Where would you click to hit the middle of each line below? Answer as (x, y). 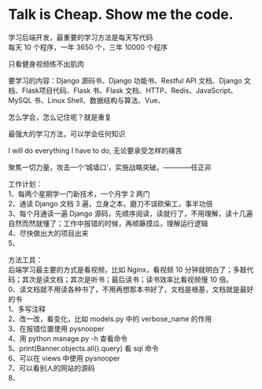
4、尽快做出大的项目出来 (48, 233)
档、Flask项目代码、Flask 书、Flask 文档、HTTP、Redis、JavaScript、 (123, 90)
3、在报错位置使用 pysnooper (56, 328)
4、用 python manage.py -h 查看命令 (68, 338)
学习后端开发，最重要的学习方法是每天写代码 (81, 37)
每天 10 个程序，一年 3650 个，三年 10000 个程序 (88, 47)
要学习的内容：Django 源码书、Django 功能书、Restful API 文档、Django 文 (130, 80)
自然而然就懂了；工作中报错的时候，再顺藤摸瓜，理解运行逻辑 (108, 223)
